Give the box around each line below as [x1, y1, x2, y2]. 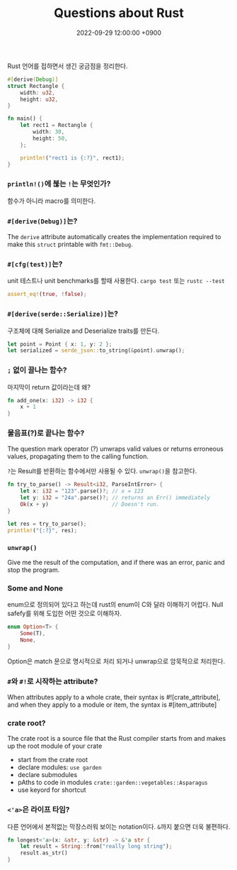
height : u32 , [20, 96, 59, 103]
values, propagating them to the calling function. [7, 452, 149, 461]
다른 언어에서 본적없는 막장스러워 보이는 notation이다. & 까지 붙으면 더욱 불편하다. [7, 822, 231, 831]
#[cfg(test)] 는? [7, 259, 63, 269]
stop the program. [7, 566, 60, 574]
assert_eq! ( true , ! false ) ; [7, 291, 87, 298]
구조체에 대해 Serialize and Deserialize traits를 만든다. [7, 326, 160, 335]
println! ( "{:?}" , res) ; [7, 527, 78, 534]
